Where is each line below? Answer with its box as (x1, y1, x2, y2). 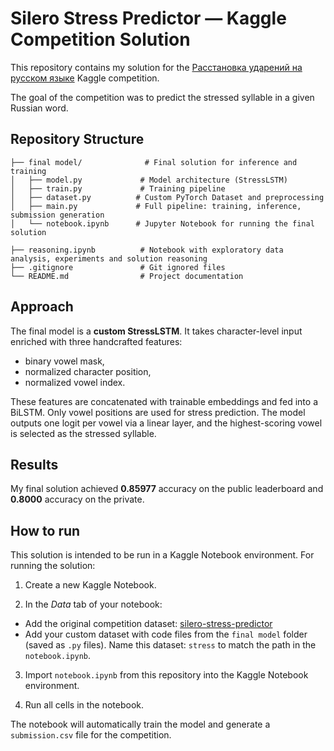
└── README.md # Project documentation (10, 271, 244, 281)
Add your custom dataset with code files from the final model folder (24, 628, 308, 641)
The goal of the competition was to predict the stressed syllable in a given (10, 91, 315, 103)
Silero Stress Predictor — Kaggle (10, 7, 287, 30)
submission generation (10, 210, 105, 220)
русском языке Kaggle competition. (10, 72, 160, 84)
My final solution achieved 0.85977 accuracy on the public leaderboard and (10, 483, 324, 495)
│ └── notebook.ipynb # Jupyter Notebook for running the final (10, 218, 315, 229)
